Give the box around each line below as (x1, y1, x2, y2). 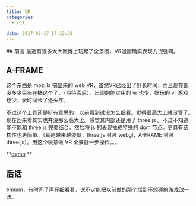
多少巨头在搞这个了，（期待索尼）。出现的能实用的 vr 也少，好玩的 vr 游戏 (11, 89, 189, 96)
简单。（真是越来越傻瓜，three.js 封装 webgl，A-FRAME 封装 (26, 131, 174, 138)
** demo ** (6, 150, 33, 157)
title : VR (6, 8, 31, 15)
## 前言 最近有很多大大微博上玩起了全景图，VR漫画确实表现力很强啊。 (6, 48, 179, 55)
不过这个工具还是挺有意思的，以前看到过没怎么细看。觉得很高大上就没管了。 (6, 109, 194, 116)
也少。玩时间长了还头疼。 (6, 96, 69, 104)
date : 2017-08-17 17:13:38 (6, 31, 73, 37)
